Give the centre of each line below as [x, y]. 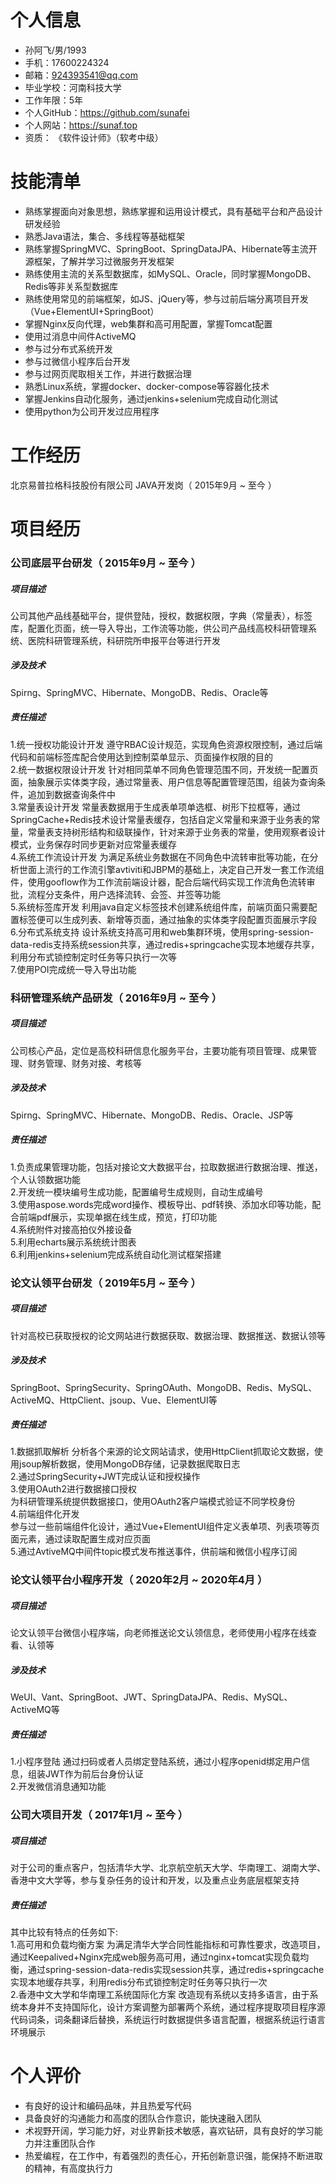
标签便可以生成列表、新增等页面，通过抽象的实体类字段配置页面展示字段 [167, 919]
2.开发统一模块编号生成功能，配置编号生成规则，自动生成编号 [137, 1192]
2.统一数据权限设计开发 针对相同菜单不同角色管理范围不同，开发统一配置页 [164, 769]
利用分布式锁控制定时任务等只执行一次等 [93, 957]
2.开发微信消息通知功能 [58, 1787]
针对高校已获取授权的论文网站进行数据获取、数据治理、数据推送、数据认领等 [168, 1335]
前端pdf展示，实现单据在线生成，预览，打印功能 [118, 1217]
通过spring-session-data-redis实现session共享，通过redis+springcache [176, 1970]
